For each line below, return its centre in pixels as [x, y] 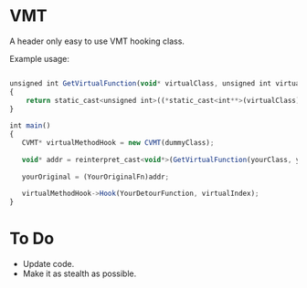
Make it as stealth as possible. [79, 273]
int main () [30, 126]
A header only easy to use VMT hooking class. [97, 41]
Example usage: [40, 58]
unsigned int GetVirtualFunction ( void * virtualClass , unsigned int [141, 83]
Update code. [48, 264]
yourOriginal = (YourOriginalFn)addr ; [95, 177]
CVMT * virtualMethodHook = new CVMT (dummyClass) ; [118, 143]
